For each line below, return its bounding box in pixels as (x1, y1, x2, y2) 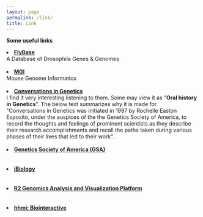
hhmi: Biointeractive (14, 204, 67, 212)
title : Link (6, 20, 37, 26)
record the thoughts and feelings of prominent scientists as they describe (6, 120, 191, 127)
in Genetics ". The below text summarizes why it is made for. (6, 101, 158, 108)
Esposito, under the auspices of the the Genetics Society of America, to (6, 113, 187, 121)
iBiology (14, 165, 35, 173)
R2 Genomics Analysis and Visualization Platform (14, 185, 142, 192)
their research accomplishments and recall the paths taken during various (6, 126, 193, 134)
